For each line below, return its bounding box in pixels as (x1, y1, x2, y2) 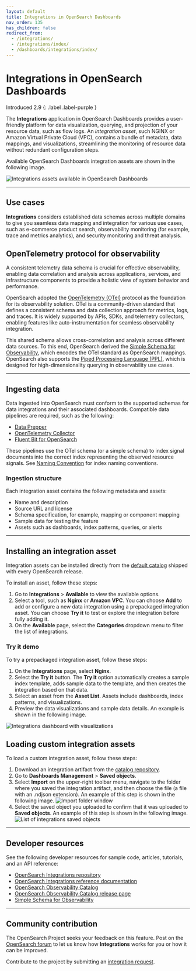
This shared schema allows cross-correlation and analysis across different (6, 337, 185, 344)
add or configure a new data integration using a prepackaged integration (14, 603, 190, 610)
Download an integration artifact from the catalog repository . (14, 766, 160, 773)
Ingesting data (6, 384, 60, 394)
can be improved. (6, 946, 48, 953)
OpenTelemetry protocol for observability (6, 248, 160, 258)
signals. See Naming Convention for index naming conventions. (6, 460, 159, 467)
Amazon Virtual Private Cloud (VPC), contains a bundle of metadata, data (6, 134, 182, 141)
